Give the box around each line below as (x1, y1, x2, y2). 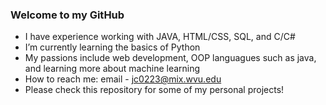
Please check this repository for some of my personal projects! (24, 84, 285, 96)
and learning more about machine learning (24, 63, 201, 75)
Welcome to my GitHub (10, 8, 125, 22)
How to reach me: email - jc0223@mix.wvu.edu (24, 73, 222, 85)
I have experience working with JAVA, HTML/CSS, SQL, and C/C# (24, 31, 296, 43)
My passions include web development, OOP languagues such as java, (24, 52, 317, 64)
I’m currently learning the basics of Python (24, 41, 201, 53)
